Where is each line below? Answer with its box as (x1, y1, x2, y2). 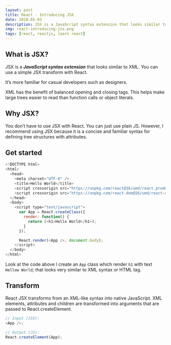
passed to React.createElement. (5, 306, 72, 312)
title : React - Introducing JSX (5, 12, 74, 17)
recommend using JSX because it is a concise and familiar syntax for (5, 128, 150, 134)
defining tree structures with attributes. (5, 133, 88, 140)
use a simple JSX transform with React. (5, 69, 88, 75)
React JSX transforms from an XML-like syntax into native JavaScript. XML (5, 295, 162, 301)
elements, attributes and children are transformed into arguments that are (5, 300, 159, 307)
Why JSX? (5, 109, 39, 118)
